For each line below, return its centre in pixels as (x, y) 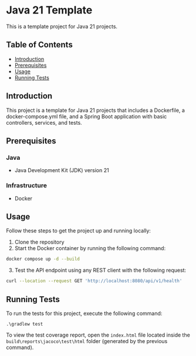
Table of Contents (40, 45)
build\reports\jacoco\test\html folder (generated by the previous (87, 341)
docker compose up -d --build (43, 259)
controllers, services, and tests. (44, 122)
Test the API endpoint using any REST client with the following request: (100, 271)
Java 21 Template (49, 10)
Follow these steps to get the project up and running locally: (79, 231)
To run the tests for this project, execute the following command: (84, 313)
